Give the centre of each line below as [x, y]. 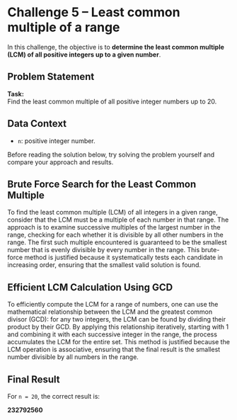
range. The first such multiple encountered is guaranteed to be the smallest [117, 242]
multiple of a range [64, 27]
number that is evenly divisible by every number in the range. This [104, 250]
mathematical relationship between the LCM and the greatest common [110, 312]
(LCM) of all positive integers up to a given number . [84, 55]
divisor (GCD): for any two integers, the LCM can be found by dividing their [117, 319]
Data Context [37, 124]
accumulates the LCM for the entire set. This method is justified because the [118, 342]
